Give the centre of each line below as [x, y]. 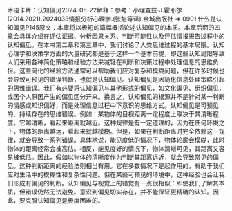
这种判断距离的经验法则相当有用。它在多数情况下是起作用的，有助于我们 [122, 166]
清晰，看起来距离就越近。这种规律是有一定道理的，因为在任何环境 [125, 122]
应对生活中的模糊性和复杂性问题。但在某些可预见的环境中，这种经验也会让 [113, 174]
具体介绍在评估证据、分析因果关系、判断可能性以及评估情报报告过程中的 [122, 36]
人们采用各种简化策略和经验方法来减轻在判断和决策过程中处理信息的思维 [110, 62]
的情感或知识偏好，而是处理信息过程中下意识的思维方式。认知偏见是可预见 [113, 105]
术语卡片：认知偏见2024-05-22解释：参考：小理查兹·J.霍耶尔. [96, 10]
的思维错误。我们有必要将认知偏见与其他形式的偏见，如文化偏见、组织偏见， [116, 88]
